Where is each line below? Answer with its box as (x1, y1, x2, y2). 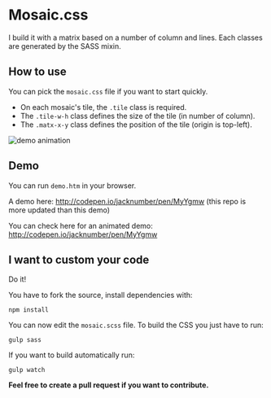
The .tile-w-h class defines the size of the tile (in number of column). (20, 111, 256, 120)
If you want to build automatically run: (8, 350, 135, 360)
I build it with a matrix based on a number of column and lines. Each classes (8, 33, 263, 42)
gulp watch (8, 366, 46, 374)
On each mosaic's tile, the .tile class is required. (20, 102, 187, 112)
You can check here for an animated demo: (8, 221, 153, 230)
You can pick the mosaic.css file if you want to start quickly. (8, 86, 208, 96)
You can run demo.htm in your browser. (8, 181, 137, 190)
